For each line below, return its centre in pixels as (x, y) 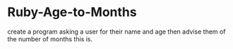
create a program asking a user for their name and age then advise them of (116, 31)
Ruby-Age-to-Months (72, 12)
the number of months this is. (50, 38)
